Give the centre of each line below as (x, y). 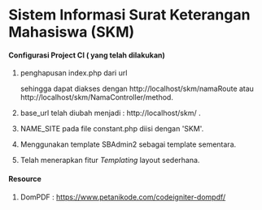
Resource (25, 178)
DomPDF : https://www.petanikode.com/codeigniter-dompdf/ (123, 197)
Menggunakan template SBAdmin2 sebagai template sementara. (128, 144)
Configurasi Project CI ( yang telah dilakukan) (87, 55)
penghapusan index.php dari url (74, 73)
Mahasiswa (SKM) (72, 32)
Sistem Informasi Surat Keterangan (129, 15)
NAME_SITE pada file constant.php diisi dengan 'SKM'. (112, 129)
